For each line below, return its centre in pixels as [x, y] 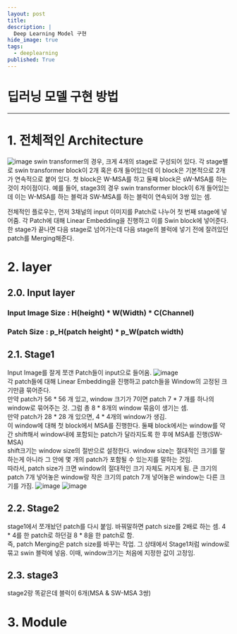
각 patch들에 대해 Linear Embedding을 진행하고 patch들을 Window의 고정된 [114, 381]
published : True [31, 60]
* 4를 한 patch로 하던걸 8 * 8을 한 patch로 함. [71, 535]
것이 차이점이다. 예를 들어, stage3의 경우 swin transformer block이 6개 [106, 188]
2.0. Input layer [41, 293]
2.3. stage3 [33, 575]
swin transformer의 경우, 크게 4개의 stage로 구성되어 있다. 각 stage [128, 161]
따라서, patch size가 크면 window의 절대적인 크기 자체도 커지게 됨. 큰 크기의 [112, 468]
